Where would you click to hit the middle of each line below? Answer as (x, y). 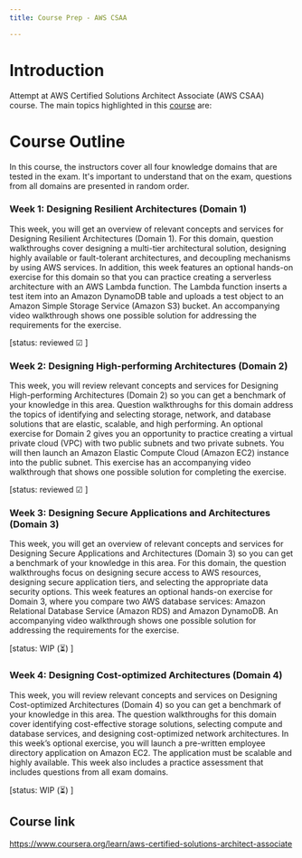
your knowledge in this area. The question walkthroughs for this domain (143, 714)
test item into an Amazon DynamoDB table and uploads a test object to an (147, 296)
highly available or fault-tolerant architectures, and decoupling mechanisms (150, 258)
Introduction (57, 70)
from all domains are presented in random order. (99, 185)
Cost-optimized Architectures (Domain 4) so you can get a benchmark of (146, 704)
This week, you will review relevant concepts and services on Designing (143, 695)
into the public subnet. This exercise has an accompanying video (130, 463)
